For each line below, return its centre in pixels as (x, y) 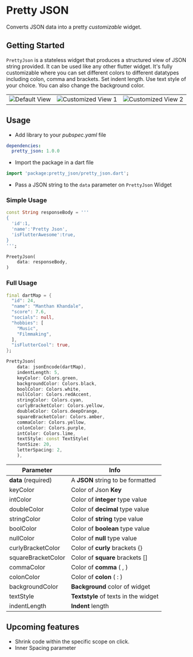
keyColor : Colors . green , (48, 378)
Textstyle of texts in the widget (115, 596)
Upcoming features (43, 627)
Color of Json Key (96, 490)
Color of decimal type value (110, 509)
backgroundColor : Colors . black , (57, 384)
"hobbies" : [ (28, 323)
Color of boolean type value (110, 528)
